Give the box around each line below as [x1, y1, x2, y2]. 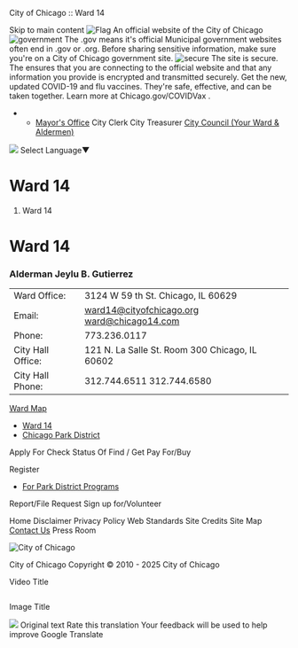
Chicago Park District [21, 430, 100, 441]
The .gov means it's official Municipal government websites [64, 35, 282, 44]
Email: [13, 309, 39, 322]
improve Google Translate [9, 629, 104, 640]
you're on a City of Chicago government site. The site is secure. [9, 53, 278, 63]
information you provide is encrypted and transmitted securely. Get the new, [9, 72, 287, 82]
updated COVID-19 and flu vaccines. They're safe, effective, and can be [9, 82, 272, 91]
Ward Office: [13, 290, 67, 302]
